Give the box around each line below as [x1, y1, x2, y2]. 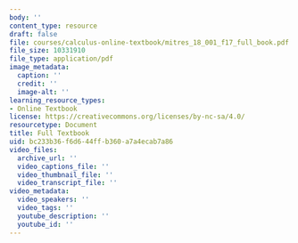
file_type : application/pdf [9, 54, 114, 63]
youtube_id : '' [17, 220, 74, 229]
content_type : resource [9, 21, 98, 30]
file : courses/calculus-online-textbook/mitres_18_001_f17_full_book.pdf [9, 37, 290, 47]
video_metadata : [9, 187, 70, 196]
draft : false [9, 29, 58, 38]
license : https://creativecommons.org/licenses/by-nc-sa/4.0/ [9, 112, 245, 121]
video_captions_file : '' [17, 162, 110, 171]
